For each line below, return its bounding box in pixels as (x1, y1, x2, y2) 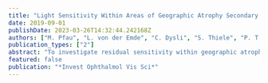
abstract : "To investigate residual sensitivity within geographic (8, 48, 238, 56)
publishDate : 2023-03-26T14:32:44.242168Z (8, 26, 152, 34)
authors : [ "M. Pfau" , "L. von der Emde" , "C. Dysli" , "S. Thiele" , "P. (8, 33, 251, 42)
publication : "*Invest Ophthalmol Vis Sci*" (8, 63, 159, 71)
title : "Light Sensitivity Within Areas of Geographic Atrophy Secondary (8, 11, 259, 20)
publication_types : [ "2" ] (8, 41, 94, 49)
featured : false (8, 56, 62, 64)
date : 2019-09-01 (8, 19, 66, 27)
